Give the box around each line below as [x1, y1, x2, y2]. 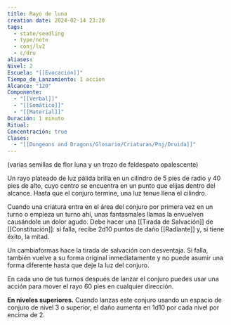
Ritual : [7, 121, 30, 129]
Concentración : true [7, 128, 68, 135]
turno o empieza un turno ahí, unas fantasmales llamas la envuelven [7, 210, 204, 219]
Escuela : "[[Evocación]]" [7, 69, 83, 76]
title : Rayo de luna [7, 10, 68, 18]
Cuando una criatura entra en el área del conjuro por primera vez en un [7, 203, 213, 211]
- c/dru [13, 50, 37, 57]
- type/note [13, 37, 49, 44]
